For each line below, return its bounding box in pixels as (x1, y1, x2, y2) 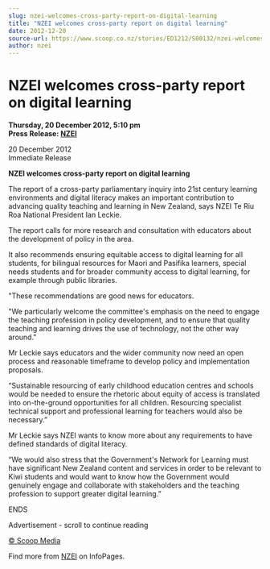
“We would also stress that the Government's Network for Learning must (8, 455, 249, 464)
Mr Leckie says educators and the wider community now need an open (8, 348, 244, 358)
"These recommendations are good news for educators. (8, 291, 194, 301)
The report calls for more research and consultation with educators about (8, 226, 252, 235)
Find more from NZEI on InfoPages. (8, 551, 125, 561)
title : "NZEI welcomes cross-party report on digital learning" (8, 19, 228, 27)
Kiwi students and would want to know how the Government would (8, 472, 230, 482)
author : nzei (8, 42, 52, 50)
